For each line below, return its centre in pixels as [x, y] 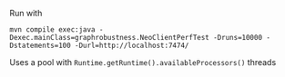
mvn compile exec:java [52, 30]
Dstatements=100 [40, 45]
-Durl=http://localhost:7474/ [132, 45]
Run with [26, 13]
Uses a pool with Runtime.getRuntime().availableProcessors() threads [143, 62]
